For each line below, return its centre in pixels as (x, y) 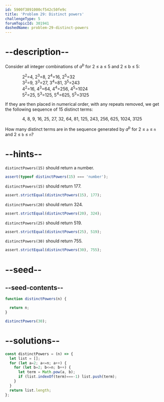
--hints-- (24, 154)
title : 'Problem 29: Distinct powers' (45, 14)
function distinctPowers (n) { (36, 299)
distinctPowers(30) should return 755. (44, 241)
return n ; (19, 308)
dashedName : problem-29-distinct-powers (47, 28)
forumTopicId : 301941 (27, 23)
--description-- (37, 52)
